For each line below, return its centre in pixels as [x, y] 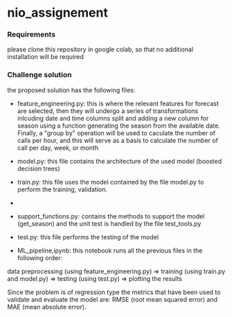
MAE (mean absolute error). [47, 307]
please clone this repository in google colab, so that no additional [100, 49]
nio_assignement [58, 13]
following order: [39, 257]
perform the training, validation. [62, 189]
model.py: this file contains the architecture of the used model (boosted [119, 161]
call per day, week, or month [58, 148]
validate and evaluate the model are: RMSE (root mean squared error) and [113, 299]
